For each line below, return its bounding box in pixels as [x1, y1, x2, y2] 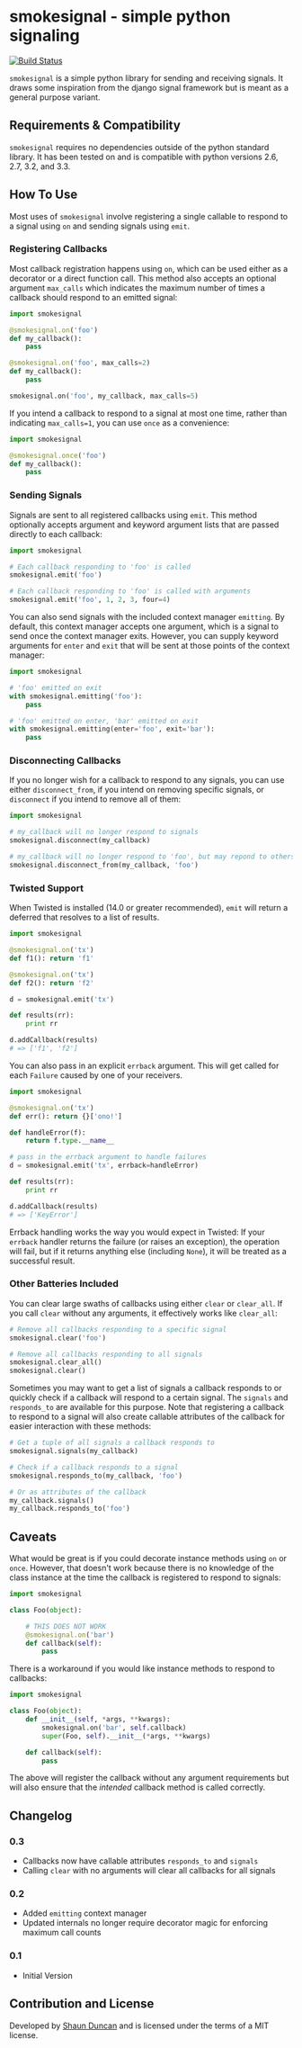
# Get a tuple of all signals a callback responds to [9, 1438, 216, 1448]
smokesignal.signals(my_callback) [9, 1447, 139, 1456]
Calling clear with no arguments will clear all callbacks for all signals [22, 1865, 276, 1876]
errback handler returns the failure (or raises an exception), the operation [9, 1235, 280, 1247]
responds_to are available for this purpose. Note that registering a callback [9, 1402, 285, 1413]
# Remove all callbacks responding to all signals [9, 1350, 203, 1359]
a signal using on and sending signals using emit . [9, 220, 191, 231]
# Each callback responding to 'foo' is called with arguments [9, 587, 252, 596]
